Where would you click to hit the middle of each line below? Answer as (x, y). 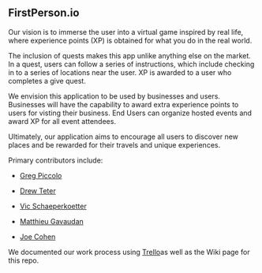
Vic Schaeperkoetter (53, 206)
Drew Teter (38, 191)
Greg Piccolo (41, 175)
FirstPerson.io (44, 13)
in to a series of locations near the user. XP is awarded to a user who (120, 72)
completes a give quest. (47, 80)
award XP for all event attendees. (62, 121)
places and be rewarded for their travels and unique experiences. (114, 144)
